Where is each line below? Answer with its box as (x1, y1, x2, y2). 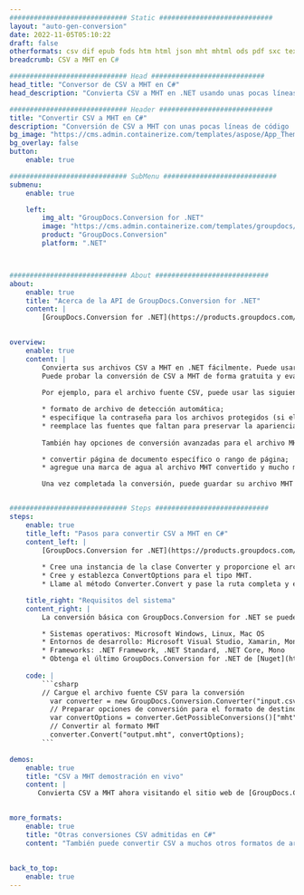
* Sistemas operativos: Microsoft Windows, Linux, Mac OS (42, 629, 265, 639)
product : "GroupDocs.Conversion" (42, 230, 168, 240)
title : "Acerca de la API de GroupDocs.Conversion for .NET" (25, 296, 261, 305)
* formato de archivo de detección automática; (42, 405, 224, 414)
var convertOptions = (49, 713, 131, 723)
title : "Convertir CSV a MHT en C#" (9, 113, 147, 122)
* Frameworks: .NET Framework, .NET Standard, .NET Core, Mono (42, 646, 285, 655)
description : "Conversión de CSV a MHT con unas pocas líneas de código (9, 121, 290, 131)
